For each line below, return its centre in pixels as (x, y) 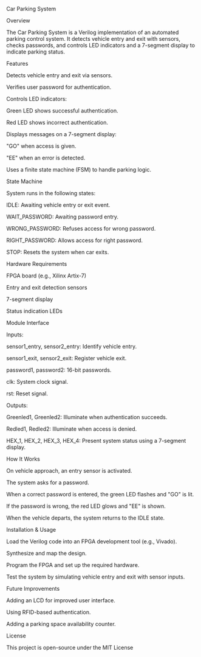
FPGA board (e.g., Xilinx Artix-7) (46, 276)
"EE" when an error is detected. (46, 158)
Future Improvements (33, 589)
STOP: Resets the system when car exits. (58, 252)
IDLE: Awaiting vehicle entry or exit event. (58, 205)
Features (17, 64)
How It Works (23, 459)
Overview (18, 20)
